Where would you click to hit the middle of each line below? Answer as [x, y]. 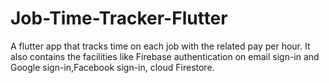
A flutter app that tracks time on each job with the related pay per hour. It [160, 46]
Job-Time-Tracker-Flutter [119, 18]
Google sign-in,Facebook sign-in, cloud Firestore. [112, 67]
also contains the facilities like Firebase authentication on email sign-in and [165, 56]
